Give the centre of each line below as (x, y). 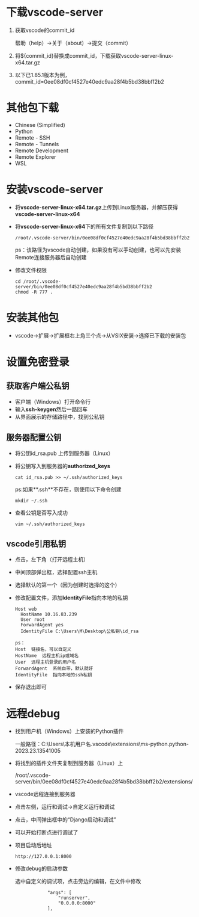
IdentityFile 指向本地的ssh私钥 (53, 675)
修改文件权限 (31, 270)
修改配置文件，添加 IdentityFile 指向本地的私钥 (71, 598)
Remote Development (42, 150)
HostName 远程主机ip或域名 (47, 656)
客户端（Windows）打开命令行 (53, 401)
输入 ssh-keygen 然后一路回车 (51, 409)
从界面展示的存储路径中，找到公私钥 (60, 416)
